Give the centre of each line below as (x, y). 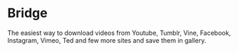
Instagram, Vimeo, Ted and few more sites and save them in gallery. (107, 40)
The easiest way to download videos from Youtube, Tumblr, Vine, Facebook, (119, 33)
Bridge (27, 13)
